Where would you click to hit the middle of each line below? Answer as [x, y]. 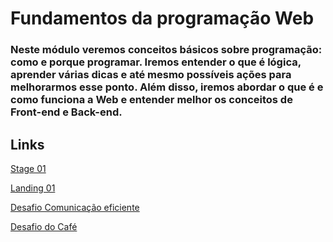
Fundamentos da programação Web [162, 18]
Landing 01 [33, 188]
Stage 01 [28, 168]
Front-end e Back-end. [66, 112]
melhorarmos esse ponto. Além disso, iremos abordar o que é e [167, 87]
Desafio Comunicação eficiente [75, 207]
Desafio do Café [44, 226]
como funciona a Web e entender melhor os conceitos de [151, 100]
